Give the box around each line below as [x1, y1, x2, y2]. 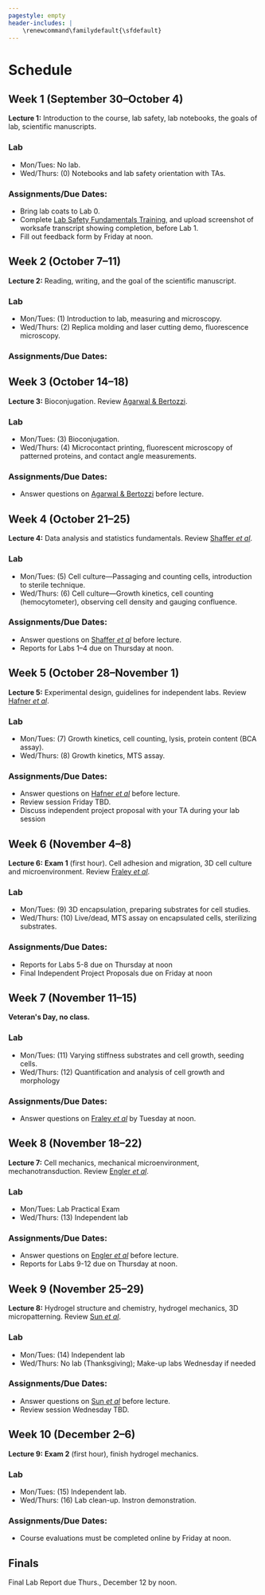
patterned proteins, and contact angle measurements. [19, 452, 197, 461]
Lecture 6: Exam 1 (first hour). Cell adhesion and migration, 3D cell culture [8, 858, 252, 868]
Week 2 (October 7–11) [8, 255, 121, 268]
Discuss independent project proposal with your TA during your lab [19, 806, 240, 815]
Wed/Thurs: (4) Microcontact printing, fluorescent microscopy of [19, 443, 233, 452]
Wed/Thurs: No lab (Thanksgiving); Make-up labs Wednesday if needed [19, 1358, 256, 1368]
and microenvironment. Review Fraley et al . [8, 867, 150, 877]
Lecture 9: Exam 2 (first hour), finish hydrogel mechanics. [8, 1448, 199, 1458]
